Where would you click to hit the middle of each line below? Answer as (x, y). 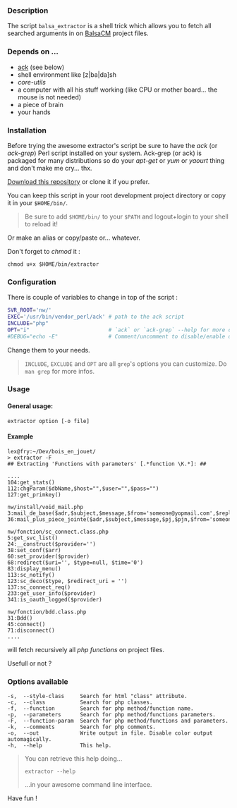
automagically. (30, 740)
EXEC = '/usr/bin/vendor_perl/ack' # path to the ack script (96, 317)
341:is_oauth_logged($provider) (55, 599)
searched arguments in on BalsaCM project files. (78, 33)
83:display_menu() (34, 569)
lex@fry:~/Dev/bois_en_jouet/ (52, 451)
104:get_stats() (31, 482)
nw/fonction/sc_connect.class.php (58, 532)
